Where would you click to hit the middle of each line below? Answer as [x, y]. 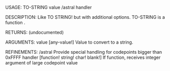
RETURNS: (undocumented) [35, 32]
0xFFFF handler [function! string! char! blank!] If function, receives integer [83, 57]
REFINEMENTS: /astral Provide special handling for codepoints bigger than [84, 52]
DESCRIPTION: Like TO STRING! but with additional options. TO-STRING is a [85, 17]
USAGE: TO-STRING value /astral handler [49, 7]
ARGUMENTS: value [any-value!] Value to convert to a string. [69, 42]
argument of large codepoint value [41, 63]
